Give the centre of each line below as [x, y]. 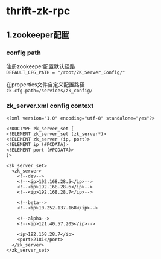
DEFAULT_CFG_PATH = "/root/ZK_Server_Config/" [66, 72]
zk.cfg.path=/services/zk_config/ [50, 91]
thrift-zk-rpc [38, 11]
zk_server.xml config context [50, 106]
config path [24, 53]
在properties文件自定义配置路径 [46, 84]
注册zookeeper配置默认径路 [41, 66]
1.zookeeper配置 [38, 35]
